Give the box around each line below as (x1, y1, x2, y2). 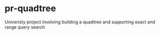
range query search (4, 24, 45, 30)
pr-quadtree (4, 3, 56, 14)
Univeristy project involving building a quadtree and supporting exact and (4, 19, 155, 25)
